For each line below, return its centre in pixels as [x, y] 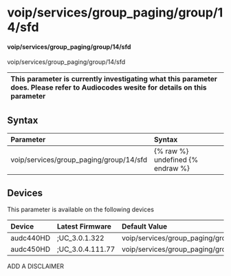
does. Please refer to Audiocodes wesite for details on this [109, 87]
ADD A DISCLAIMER [35, 266]
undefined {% [176, 160]
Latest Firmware [84, 226]
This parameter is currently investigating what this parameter [114, 79]
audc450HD [30, 249]
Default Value [144, 226]
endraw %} [172, 169]
